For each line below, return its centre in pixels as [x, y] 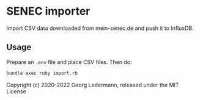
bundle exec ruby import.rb [42, 73]
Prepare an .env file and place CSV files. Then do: [69, 62]
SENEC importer [48, 11]
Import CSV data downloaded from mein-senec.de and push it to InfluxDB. [100, 28]
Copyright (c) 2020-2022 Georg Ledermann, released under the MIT [93, 85]
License [16, 91]
